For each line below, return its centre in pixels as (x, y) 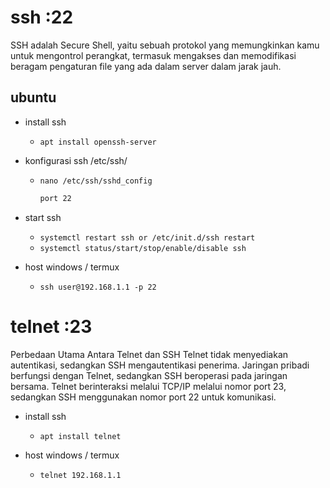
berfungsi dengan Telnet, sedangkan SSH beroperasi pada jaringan (149, 375)
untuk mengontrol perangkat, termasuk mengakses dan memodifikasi (153, 55)
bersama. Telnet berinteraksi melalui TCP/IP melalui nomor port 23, (148, 386)
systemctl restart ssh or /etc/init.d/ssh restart (147, 237)
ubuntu (33, 97)
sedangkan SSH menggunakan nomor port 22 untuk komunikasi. (143, 397)
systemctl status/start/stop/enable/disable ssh (143, 248)
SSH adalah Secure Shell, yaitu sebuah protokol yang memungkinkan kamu (165, 45)
